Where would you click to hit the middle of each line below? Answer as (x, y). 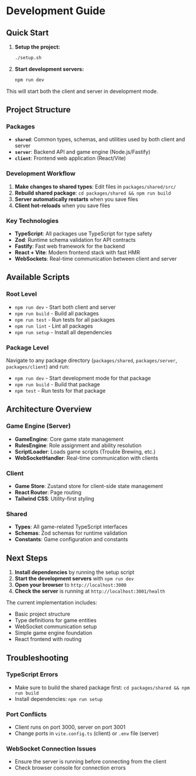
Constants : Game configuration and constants (71, 539)
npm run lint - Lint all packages (54, 326)
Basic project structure (43, 614)
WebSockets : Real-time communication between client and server (96, 259)
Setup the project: (37, 47)
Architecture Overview (49, 409)
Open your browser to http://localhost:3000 (71, 585)
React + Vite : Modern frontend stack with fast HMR (77, 253)
